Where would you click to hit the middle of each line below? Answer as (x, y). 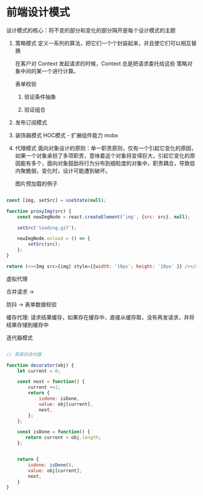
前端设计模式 (38, 12)
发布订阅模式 (31, 122)
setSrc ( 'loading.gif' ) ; (47, 228)
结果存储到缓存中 (27, 324)
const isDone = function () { (54, 432)
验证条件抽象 (40, 97)
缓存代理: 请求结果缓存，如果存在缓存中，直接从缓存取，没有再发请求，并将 (100, 317)
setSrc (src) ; (44, 244)
